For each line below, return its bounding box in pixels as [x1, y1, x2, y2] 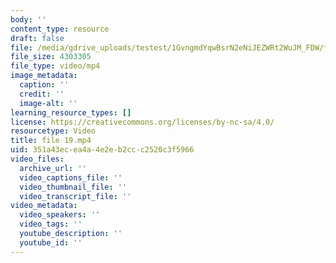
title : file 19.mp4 [10, 136, 92, 146]
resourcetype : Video [10, 126, 97, 136]
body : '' [10, 14, 47, 25]
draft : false [10, 33, 65, 43]
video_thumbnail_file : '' [19, 182, 128, 192]
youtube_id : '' [19, 237, 83, 248]
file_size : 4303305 [10, 52, 92, 62]
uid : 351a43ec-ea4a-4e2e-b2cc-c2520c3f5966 [10, 145, 195, 155]
